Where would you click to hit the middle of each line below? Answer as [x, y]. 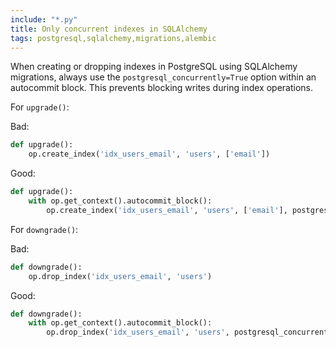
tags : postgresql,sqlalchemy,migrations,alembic [113, 38]
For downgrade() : [44, 229]
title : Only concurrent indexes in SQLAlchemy [109, 29]
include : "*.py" [44, 19]
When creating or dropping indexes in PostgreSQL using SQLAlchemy [154, 67]
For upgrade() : [40, 107]
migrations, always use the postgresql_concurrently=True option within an [163, 77]
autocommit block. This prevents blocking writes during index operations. [161, 88]
